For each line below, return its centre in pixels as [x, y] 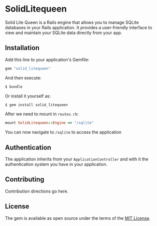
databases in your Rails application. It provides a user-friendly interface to [78, 27]
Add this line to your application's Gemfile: [47, 60]
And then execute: [23, 78]
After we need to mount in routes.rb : [42, 114]
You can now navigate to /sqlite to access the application [63, 132]
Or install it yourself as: [28, 96]
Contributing [25, 180]
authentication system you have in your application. [56, 164]
